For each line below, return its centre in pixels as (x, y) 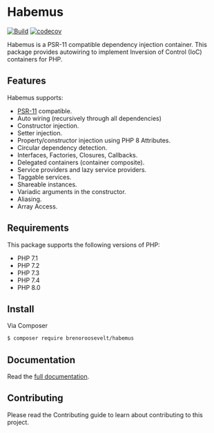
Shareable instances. (47, 184)
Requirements (38, 228)
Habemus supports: (35, 97)
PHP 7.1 (27, 258)
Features (27, 81)
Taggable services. (44, 177)
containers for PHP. (35, 59)
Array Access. (37, 206)
